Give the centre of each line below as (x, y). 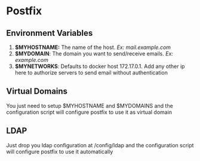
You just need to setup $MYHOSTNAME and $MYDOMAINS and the (90, 106)
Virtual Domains (37, 92)
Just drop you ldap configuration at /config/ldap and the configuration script (100, 145)
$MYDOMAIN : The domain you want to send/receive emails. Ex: (94, 54)
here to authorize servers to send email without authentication (91, 72)
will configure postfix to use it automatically (60, 151)
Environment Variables (50, 33)
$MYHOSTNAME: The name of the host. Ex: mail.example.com (93, 47)
